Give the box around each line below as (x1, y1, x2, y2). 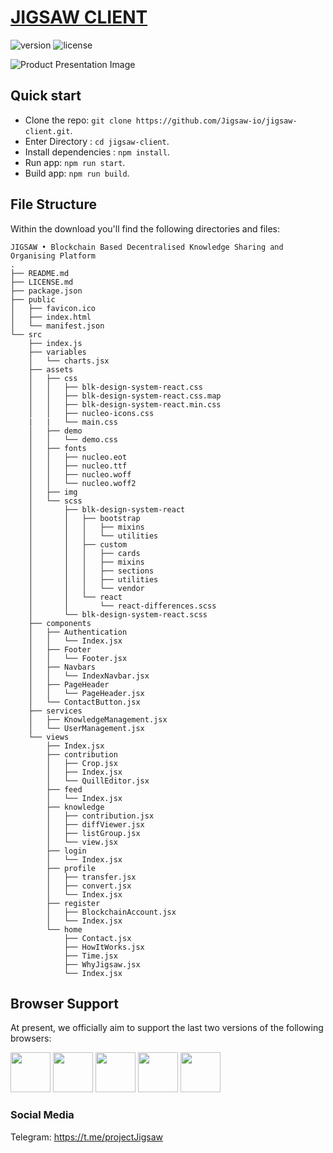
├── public (10, 294, 56, 305)
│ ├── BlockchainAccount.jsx (46, 907, 177, 917)
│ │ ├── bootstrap (28, 513, 141, 523)
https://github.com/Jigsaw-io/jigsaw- (135, 116, 298, 126)
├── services (28, 706, 83, 716)
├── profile (46, 863, 97, 873)
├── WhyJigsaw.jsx (63, 959, 141, 970)
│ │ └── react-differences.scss (28, 601, 217, 611)
